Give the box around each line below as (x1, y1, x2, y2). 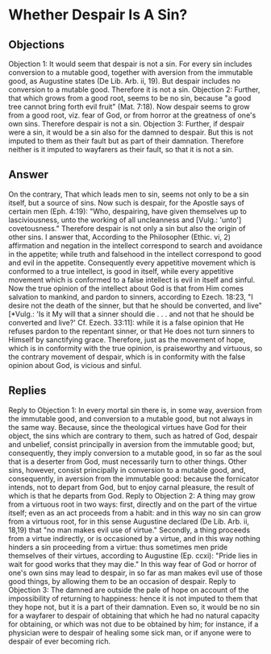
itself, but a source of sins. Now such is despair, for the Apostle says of (8, 197, 244, 207)
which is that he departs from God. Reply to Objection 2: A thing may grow (8, 490, 256, 500)
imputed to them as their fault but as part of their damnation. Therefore (8, 136, 244, 146)
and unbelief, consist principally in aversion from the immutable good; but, (8, 439, 256, 449)
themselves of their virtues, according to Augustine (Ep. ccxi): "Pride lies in (8, 550, 258, 561)
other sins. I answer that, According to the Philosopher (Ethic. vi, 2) (8, 232, 231, 242)
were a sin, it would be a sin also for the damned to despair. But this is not (8, 127, 254, 137)
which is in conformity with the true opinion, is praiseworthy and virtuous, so (8, 343, 263, 353)
